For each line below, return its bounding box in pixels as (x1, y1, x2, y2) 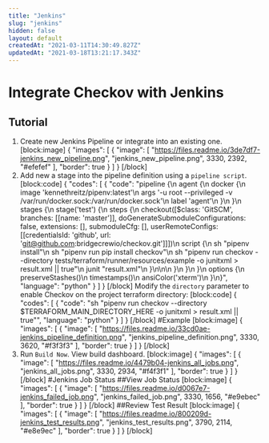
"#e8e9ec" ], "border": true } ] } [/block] (19, 426, 153, 435)
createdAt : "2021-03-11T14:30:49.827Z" (8, 42, 142, 50)
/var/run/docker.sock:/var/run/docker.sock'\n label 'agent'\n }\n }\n (19, 196, 242, 205)
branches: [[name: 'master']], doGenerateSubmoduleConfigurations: (19, 213, 247, 223)
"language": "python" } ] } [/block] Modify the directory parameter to (19, 281, 250, 291)
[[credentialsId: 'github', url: (19, 230, 111, 240)
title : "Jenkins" (8, 11, 66, 20)
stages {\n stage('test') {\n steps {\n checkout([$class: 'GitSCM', (19, 205, 234, 214)
